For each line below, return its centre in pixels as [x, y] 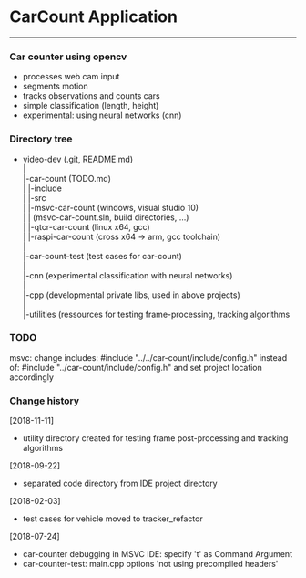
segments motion [55, 86]
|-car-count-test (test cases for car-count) [102, 256]
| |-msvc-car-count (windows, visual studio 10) [110, 207]
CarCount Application [93, 17]
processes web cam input [71, 77]
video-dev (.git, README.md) [78, 159]
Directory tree [41, 139]
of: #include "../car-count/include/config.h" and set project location [136, 367]
